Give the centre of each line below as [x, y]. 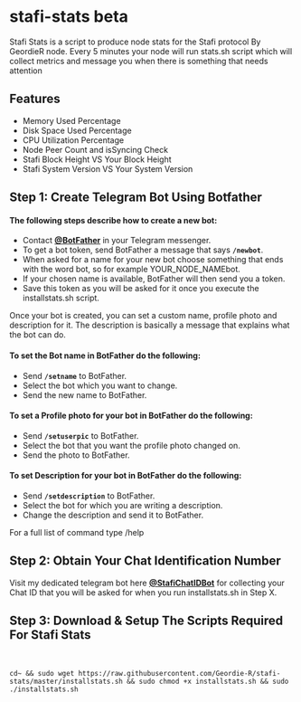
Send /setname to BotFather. [75, 375]
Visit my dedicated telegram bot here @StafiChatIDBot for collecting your [147, 583]
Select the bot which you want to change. [100, 385]
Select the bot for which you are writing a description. [122, 505]
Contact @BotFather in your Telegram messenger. [117, 241]
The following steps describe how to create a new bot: [113, 220]
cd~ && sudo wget [42, 673]
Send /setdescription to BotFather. [89, 496]
